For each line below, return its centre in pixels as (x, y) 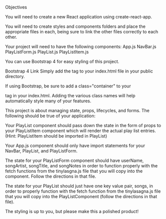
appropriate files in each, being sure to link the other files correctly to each (82, 32)
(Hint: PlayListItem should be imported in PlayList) (56, 136)
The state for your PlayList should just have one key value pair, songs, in (79, 186)
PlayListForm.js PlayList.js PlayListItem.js (47, 52)
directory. (15, 76)
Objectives (16, 7)
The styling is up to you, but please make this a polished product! (72, 211)
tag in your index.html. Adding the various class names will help (70, 96)
